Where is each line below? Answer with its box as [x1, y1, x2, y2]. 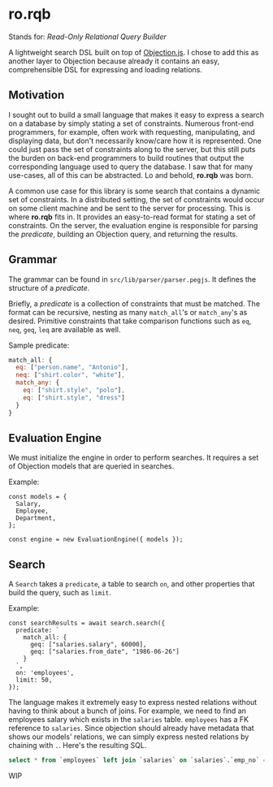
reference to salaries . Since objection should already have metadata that [8, 724, 254, 733]
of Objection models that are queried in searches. [8, 461, 175, 471]
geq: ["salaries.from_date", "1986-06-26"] [29, 647, 180, 656]
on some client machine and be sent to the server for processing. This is [8, 203, 251, 213]
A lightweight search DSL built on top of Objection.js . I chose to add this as [8, 47, 259, 57]
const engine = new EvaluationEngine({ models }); [8, 535, 184, 544]
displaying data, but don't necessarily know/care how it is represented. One [8, 136, 262, 145]
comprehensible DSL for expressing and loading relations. [8, 64, 203, 74]
